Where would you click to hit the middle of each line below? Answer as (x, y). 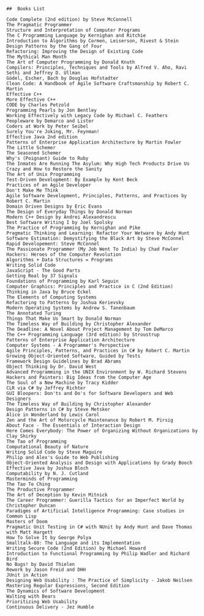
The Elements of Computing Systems (52, 297)
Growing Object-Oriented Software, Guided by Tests (73, 356)
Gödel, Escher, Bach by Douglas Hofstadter (63, 78)
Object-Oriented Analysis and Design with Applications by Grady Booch (99, 463)
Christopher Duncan (31, 505)
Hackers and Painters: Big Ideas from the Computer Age (79, 377)
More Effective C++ (31, 100)
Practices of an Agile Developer (49, 185)
